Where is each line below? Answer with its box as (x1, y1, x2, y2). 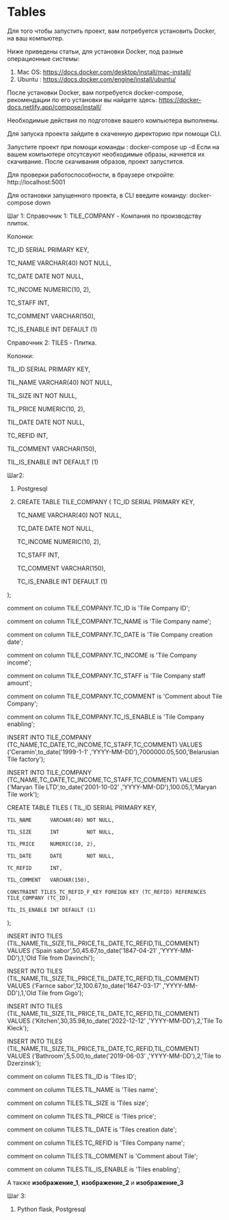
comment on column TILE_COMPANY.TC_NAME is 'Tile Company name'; (7, 617, 212, 625)
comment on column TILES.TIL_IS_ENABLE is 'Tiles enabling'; (7, 1165, 181, 1173)
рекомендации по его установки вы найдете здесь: (7, 95, 157, 103)
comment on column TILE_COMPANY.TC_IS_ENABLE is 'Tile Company (7, 712, 205, 721)
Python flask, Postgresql (16, 1205, 86, 1213)
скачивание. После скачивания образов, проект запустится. (7, 157, 185, 165)
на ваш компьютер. (7, 34, 64, 42)
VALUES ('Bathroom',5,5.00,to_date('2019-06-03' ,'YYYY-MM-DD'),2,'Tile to (7, 1051, 221, 1060)
